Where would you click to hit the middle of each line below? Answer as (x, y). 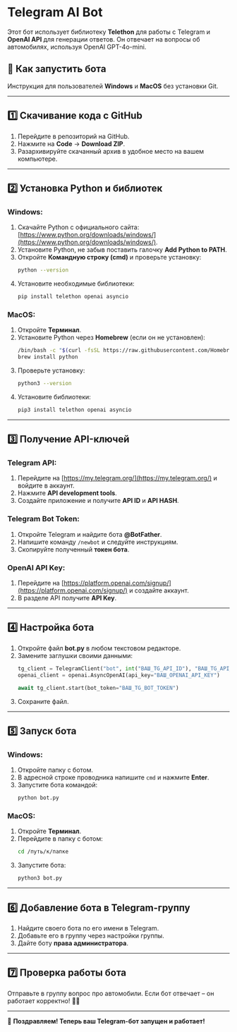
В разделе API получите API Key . (67, 598)
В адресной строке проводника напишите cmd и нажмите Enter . (113, 777)
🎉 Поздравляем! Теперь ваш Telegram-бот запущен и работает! (106, 1021)
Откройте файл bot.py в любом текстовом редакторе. (99, 648)
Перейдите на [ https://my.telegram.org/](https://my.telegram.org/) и (117, 478)
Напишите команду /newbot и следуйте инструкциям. (98, 542)
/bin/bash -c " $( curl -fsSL (59, 351)
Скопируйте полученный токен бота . (73, 549)
